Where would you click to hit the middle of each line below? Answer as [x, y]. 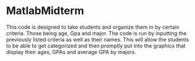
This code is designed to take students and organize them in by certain [93, 27]
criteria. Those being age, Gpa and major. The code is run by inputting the [96, 33]
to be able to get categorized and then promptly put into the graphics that [96, 46]
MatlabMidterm [45, 11]
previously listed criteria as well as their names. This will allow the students [98, 39]
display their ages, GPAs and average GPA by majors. [71, 52]
